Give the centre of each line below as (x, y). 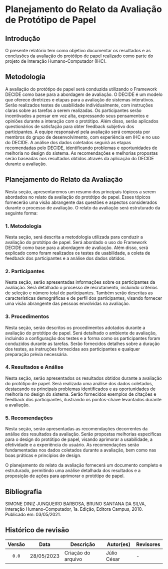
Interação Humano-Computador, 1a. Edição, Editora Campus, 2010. (74, 509)
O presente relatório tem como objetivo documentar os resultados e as (78, 50)
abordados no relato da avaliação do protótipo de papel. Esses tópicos (78, 197)
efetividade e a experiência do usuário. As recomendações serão (72, 445)
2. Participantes (25, 271)
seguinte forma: (21, 213)
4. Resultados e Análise (34, 367)
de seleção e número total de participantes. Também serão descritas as (79, 293)
